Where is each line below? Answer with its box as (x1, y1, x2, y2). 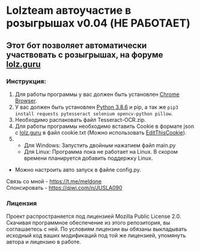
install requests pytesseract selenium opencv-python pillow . (14, 109, 173, 117)
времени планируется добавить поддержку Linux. (23, 154, 153, 162)
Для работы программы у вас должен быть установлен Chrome (14, 91, 180, 98)
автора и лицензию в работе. (6, 238, 81, 246)
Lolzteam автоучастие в (6, 4, 132, 17)
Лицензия (6, 199, 37, 207)
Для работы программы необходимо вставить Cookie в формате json (14, 122, 194, 130)
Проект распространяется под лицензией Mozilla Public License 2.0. (6, 213, 181, 220)
